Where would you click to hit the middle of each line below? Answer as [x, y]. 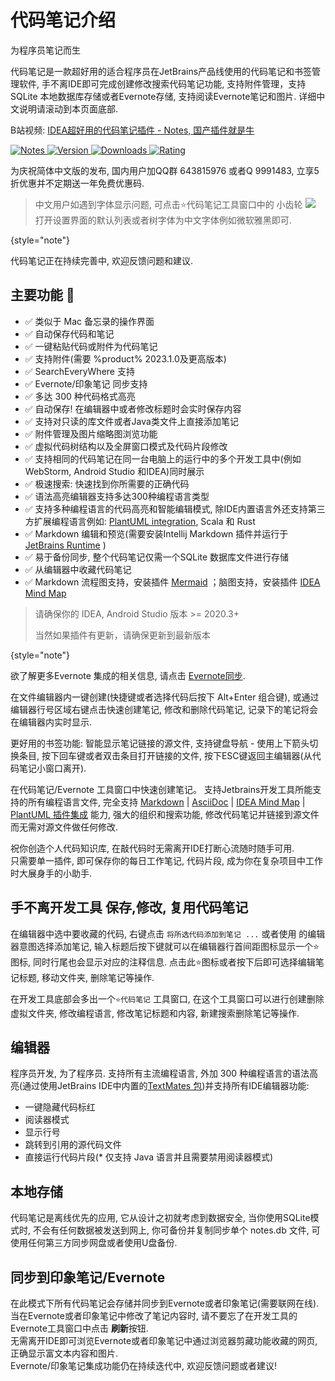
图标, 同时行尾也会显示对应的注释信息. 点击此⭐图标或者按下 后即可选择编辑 [163, 962]
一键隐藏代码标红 [60, 1107]
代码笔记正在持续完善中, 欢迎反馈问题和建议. [102, 260]
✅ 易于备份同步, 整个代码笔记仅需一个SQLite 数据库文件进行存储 [157, 557]
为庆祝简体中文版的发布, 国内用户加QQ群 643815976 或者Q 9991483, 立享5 [165, 170]
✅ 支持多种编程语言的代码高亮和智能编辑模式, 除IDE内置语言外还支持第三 [175, 508]
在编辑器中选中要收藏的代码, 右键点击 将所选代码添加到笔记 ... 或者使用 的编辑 [168, 933]
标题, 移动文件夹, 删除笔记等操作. [86, 977]
